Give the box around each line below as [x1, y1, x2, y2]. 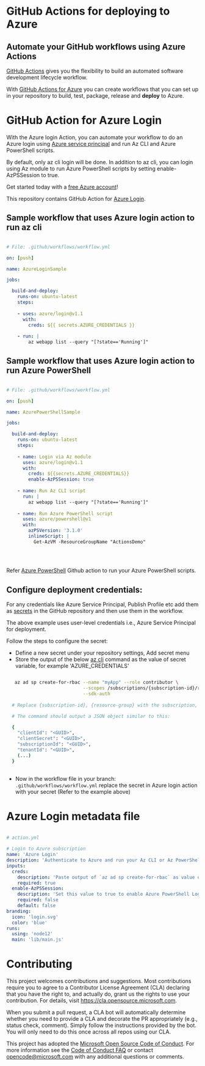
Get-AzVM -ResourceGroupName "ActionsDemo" [33, 538, 146, 545]
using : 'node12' [12, 931, 53, 937]
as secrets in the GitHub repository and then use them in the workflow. [6, 607, 184, 615]
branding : [6, 908, 32, 914]
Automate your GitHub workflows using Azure [6, 42, 186, 52]
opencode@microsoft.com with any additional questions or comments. [6, 1053, 184, 1061]
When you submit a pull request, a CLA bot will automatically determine [6, 1009, 186, 1016]
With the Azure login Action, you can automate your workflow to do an [6, 133, 183, 141]
